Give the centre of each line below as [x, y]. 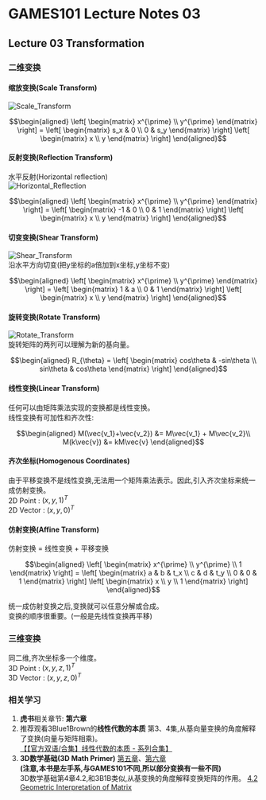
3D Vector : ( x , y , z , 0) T [45, 677]
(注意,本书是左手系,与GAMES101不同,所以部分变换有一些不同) [121, 768]
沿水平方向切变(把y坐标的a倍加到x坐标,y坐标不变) [89, 265]
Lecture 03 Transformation [77, 43]
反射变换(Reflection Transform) [61, 158]
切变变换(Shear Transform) [54, 237]
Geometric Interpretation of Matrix [76, 787]
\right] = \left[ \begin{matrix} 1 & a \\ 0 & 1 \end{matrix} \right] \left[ [133, 289]
